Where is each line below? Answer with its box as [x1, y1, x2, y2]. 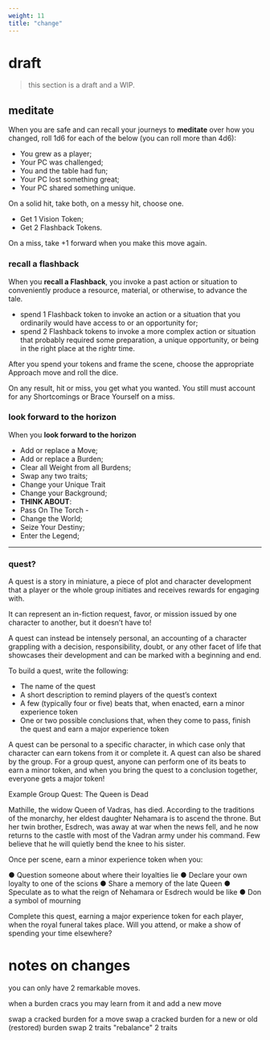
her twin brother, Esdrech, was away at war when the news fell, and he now [8, 822, 259, 832]
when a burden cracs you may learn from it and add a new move [8, 999, 223, 1009]
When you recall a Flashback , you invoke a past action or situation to [8, 276, 238, 286]
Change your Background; [19, 487, 108, 498]
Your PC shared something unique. [19, 183, 136, 193]
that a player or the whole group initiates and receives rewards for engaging [8, 585, 260, 595]
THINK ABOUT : [19, 496, 72, 506]
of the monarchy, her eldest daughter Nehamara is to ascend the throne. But [8, 814, 261, 823]
